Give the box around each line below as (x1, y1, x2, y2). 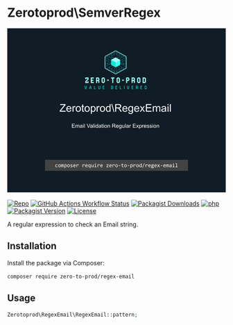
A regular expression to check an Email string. (7, 220, 139, 228)
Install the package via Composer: (7, 258, 105, 267)
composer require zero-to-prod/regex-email (7, 273, 135, 280)
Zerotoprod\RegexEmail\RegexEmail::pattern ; (7, 311, 138, 319)
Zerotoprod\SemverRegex (7, 5, 161, 21)
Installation (7, 240, 57, 252)
